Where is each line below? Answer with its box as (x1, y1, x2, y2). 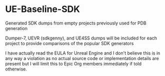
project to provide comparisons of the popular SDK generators (5, 40, 134, 46)
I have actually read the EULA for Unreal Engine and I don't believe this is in (5, 50, 160, 56)
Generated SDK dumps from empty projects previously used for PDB (5, 20, 146, 26)
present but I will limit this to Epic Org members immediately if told (5, 60, 141, 66)
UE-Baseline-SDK (5, 3, 80, 15)
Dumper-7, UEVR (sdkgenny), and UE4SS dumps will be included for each (5, 35, 157, 41)
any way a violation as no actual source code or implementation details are (5, 55, 159, 61)
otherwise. (5, 66, 27, 72)
